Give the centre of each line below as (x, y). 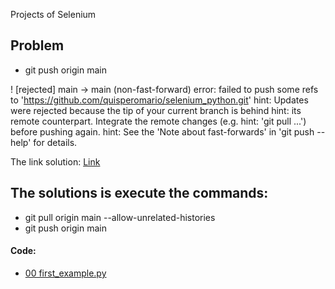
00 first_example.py (65, 273)
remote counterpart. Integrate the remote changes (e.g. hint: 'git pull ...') (158, 121)
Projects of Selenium (53, 14)
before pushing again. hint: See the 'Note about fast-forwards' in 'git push (162, 131)
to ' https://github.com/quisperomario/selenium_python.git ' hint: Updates (159, 100)
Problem (37, 45)
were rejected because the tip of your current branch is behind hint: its (156, 110)
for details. (55, 142)
